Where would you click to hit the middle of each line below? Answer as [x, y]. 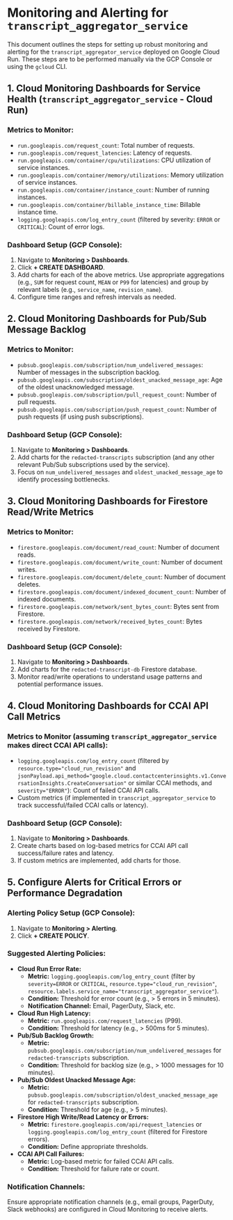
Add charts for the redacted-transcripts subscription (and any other [116, 457]
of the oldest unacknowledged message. [75, 387]
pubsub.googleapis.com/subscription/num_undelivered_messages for [124, 1050]
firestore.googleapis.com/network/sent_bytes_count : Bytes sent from [118, 606]
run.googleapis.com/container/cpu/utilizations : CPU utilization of [114, 160]
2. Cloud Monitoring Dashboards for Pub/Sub [107, 319]
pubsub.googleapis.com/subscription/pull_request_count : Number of [117, 394]
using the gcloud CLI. [37, 66]
